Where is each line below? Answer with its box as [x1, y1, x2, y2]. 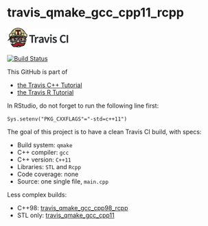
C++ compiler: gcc [16, 148, 69, 156]
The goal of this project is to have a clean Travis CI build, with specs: [7, 127, 202, 136]
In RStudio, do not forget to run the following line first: [7, 101, 159, 110]
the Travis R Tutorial [16, 88, 74, 97]
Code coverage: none [16, 170, 79, 178]
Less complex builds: [7, 190, 67, 199]
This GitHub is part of [7, 67, 68, 76]
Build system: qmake [16, 140, 73, 149]
